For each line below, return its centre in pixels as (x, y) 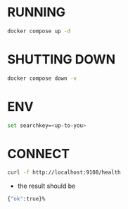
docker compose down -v (42, 78)
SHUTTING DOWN (62, 59)
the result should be (46, 186)
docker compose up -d (39, 31)
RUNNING (36, 12)
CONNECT (39, 154)
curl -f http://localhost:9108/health (64, 173)
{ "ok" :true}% (26, 199)
